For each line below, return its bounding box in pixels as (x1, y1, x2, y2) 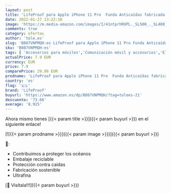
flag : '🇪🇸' (5, 83, 31, 88)
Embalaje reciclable (12, 156, 54, 163)
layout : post (5, 7, 33, 13)
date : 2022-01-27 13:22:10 (5, 17, 63, 22)
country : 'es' (5, 78, 36, 83)
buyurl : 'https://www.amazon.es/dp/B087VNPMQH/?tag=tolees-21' (5, 92, 142, 98)
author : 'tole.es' (5, 36, 44, 41)
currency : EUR (5, 59, 36, 65)
